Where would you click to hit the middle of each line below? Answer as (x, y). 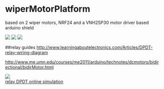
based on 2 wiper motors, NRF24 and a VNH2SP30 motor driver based (77, 22)
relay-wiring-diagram (27, 52)
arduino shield (19, 27)
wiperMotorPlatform (48, 9)
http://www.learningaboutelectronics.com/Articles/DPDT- (95, 47)
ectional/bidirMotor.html (30, 67)
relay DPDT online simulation (34, 81)
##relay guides (20, 47)
